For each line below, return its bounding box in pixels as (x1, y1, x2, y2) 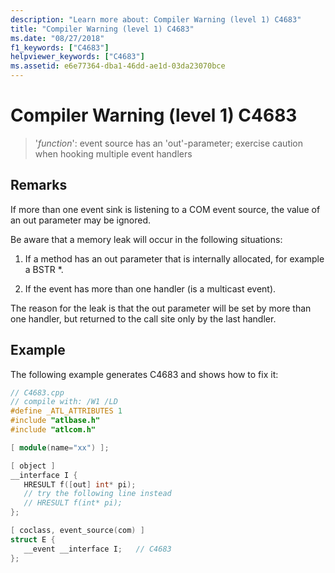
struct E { (10, 534, 56, 545)
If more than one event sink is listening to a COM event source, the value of (10, 203, 321, 215)
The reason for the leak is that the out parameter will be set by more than (10, 302, 312, 314)
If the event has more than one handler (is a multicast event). (24, 282, 277, 295)
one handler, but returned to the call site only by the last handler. (10, 312, 277, 325)
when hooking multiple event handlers (34, 147, 193, 160)
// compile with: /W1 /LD (10, 397, 118, 407)
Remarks (10, 177, 68, 194)
